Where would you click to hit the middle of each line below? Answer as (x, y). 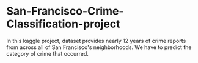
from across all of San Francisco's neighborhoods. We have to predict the (99, 47)
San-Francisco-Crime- (65, 11)
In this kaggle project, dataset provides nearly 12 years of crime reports (96, 41)
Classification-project (63, 24)
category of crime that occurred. (47, 53)
